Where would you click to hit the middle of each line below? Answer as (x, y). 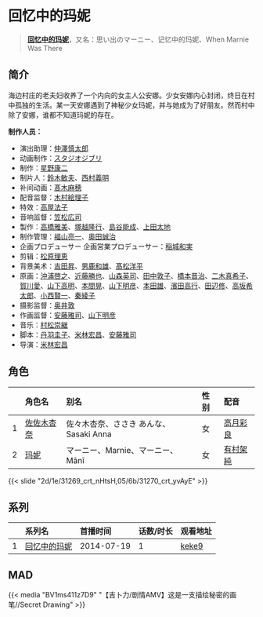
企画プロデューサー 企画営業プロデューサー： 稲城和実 (106, 246)
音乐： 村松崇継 (43, 325)
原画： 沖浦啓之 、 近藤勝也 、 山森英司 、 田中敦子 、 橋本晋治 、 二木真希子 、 (136, 276)
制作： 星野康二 (43, 168)
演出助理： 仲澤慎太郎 (54, 148)
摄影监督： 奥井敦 (47, 305)
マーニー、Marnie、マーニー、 (122, 450)
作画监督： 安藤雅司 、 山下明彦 (67, 315)
